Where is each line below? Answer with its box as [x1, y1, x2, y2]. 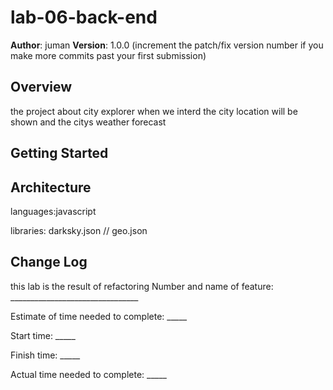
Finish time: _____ [10, 349, 81, 361]
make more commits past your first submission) [10, 49, 207, 61]
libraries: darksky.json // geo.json [10, 224, 148, 236]
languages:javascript [10, 205, 97, 217]
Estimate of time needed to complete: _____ [10, 310, 188, 322]
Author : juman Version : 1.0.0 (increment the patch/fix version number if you [10, 39, 324, 51]
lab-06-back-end [10, 6, 158, 29]
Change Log [10, 254, 88, 271]
